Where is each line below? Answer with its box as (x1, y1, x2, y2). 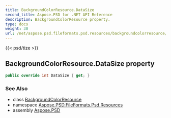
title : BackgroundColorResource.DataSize (5, 7, 95, 13)
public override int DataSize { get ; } (5, 73, 90, 78)
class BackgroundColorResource (12, 96, 82, 102)
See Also (5, 85, 28, 92)
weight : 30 (5, 26, 28, 31)
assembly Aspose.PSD (12, 107, 61, 113)
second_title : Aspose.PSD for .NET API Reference (5, 12, 113, 17)
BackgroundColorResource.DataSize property (5, 59, 155, 68)
